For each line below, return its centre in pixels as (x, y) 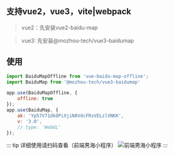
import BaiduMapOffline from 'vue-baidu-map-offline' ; (78, 76)
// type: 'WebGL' (39, 127)
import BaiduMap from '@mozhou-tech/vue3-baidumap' (73, 82)
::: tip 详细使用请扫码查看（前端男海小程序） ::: (87, 145)
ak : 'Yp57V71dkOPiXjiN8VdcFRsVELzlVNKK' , (71, 116)
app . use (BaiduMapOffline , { (42, 93)
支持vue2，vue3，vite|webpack (69, 12)
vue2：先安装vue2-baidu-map (60, 28)
